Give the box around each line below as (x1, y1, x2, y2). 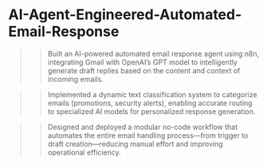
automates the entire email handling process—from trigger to (47, 130, 249, 140)
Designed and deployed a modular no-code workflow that (47, 122, 238, 132)
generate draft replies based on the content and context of (47, 65, 241, 75)
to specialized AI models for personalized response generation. (47, 106, 256, 116)
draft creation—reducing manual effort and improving (47, 139, 223, 148)
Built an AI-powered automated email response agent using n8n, (47, 49, 260, 58)
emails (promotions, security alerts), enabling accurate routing (47, 98, 253, 108)
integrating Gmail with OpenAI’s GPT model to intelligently (47, 57, 238, 67)
